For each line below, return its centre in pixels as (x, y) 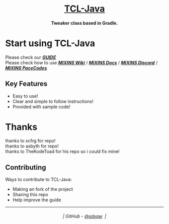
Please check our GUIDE (31, 57)
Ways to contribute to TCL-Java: (38, 180)
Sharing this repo (30, 195)
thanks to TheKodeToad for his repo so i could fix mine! (62, 152)
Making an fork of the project (43, 189)
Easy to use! (25, 96)
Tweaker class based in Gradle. (84, 23)
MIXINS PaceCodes (26, 68)
